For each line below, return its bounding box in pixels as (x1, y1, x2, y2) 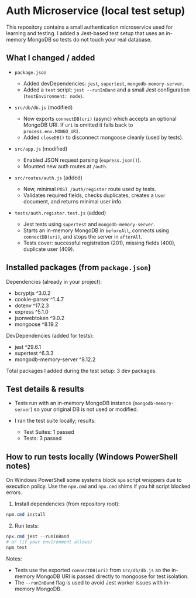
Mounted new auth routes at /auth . (23, 162, 108, 169)
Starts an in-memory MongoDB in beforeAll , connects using (23, 227, 170, 234)
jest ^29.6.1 (14, 343, 42, 350)
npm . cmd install (6, 512, 46, 518)
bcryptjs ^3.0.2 (14, 289, 51, 297)
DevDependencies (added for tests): (6, 332, 94, 339)
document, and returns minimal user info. (23, 198, 123, 205)
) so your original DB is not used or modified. (30, 406, 139, 413)
